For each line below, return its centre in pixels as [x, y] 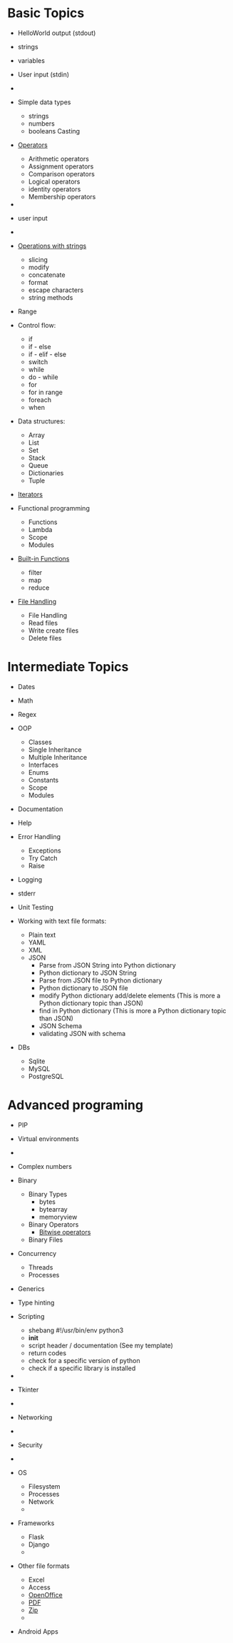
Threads [41, 1267]
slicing [38, 259]
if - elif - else [47, 354]
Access [40, 1587]
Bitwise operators [65, 1232]
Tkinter [28, 1390]
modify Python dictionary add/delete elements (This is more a [130, 995]
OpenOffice [45, 1594]
